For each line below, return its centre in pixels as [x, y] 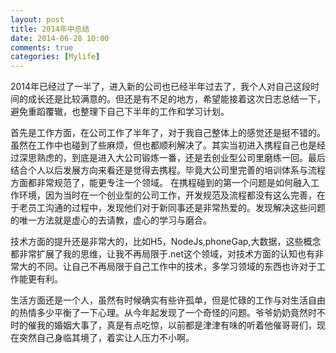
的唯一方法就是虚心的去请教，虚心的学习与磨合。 [111, 220]
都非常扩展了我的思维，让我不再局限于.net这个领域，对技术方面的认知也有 [163, 254]
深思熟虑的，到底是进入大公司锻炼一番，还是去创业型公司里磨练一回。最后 [172, 158]
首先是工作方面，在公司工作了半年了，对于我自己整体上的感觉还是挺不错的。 [168, 133]
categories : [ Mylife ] [55, 57]
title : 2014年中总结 [50, 29]
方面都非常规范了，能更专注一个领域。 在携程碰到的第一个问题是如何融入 [160, 183]
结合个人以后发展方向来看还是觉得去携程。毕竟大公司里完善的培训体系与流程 [168, 170]
